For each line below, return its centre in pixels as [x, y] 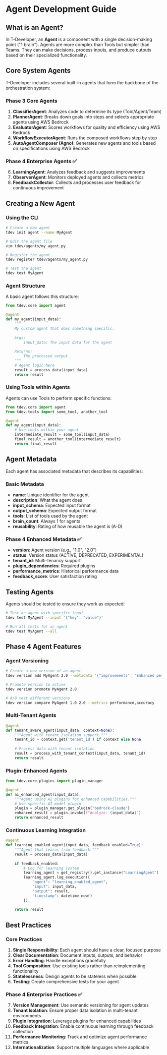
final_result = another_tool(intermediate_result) [68, 439]
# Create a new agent [28, 228]
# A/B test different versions [38, 698]
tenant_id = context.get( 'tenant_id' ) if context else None [78, 740]
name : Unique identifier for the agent [51, 495]
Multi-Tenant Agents [31, 715]
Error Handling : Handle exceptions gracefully [59, 961]
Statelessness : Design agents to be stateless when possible [75, 976]
